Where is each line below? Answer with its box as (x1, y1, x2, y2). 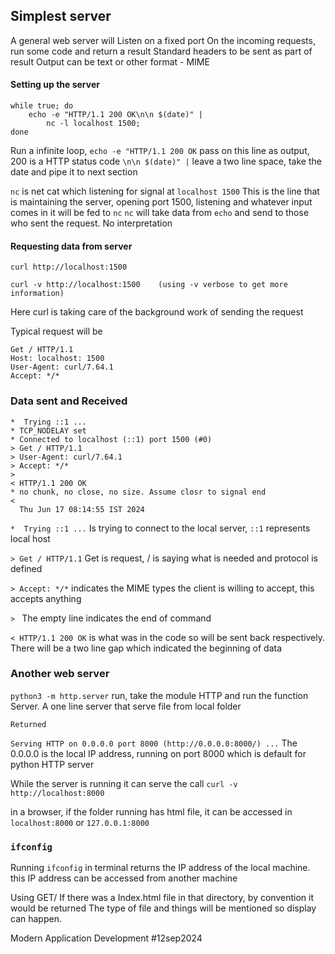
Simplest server (10, 8, 112, 25)
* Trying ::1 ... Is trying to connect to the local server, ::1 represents (10, 522, 311, 534)
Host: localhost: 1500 (10, 354, 105, 364)
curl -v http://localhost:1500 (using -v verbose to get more (10, 280, 288, 290)
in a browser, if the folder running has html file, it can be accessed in (10, 805, 293, 818)
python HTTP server (10, 758, 95, 770)
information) (10, 289, 65, 299)
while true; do (10, 101, 74, 111)
